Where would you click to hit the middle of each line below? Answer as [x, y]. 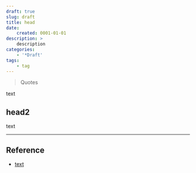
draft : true [20, 11]
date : [13, 28]
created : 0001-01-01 [41, 33]
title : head [20, 22]
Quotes [29, 82]
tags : [13, 60]
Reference [25, 150]
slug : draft [20, 17]
